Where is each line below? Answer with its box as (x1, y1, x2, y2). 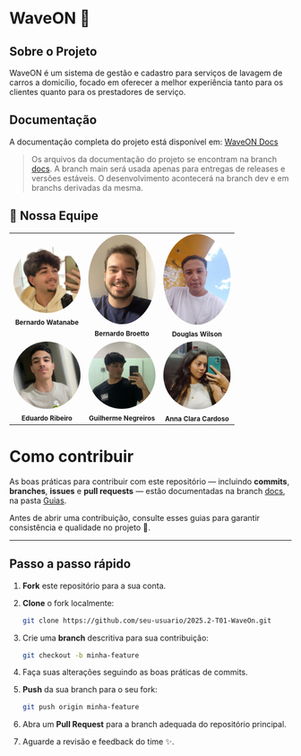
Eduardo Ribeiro (21, 413, 73, 422)
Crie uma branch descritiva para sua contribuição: (21, 632, 209, 643)
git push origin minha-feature (21, 703, 140, 712)
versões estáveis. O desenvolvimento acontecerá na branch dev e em (30, 172, 289, 183)
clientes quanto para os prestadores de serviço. (9, 87, 186, 97)
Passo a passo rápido (9, 556, 132, 572)
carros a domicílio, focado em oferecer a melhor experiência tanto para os (9, 77, 284, 88)
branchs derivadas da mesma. (30, 182, 143, 193)
